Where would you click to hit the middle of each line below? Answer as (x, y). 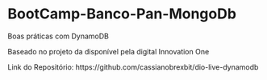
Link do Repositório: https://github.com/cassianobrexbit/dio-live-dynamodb (133, 67)
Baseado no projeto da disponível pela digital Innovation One (108, 51)
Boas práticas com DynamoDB (58, 36)
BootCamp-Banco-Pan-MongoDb (122, 14)
